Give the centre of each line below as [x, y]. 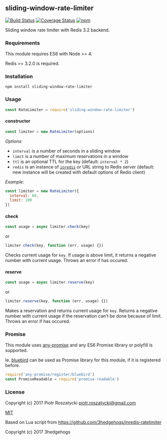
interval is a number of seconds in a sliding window [66, 151]
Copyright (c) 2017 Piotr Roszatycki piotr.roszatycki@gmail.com [71, 403]
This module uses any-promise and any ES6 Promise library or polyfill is [79, 345]
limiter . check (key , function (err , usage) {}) [54, 245]
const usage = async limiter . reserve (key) [50, 282]
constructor [18, 121]
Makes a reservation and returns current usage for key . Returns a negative [82, 311]
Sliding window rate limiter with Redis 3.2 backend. [58, 30]
